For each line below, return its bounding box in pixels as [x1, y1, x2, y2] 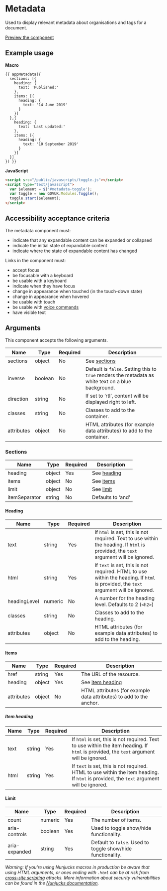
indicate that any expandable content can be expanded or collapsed [12, 237, 152, 243]
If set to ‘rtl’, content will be [85, 392, 149, 399]
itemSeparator [7, 494, 41, 501]
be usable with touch [12, 298, 56, 304]
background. [85, 384, 115, 391]
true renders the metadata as [85, 372, 154, 379]
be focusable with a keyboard [12, 272, 74, 278]
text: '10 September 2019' [23, 142, 79, 147]
